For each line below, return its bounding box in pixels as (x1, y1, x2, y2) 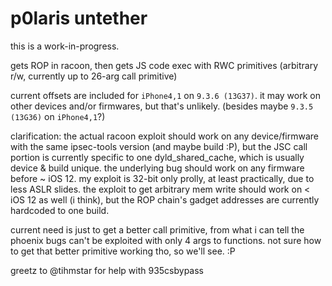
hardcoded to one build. (10, 204, 110, 216)
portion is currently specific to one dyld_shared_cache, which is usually (10, 151, 305, 163)
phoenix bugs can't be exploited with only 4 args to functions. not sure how (10, 234, 322, 246)
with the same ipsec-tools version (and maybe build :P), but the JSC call (10, 140, 308, 152)
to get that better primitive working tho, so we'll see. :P (10, 245, 236, 257)
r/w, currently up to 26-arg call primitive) (10, 70, 178, 82)
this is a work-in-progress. (10, 40, 120, 52)
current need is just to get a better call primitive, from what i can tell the (10, 223, 305, 236)
